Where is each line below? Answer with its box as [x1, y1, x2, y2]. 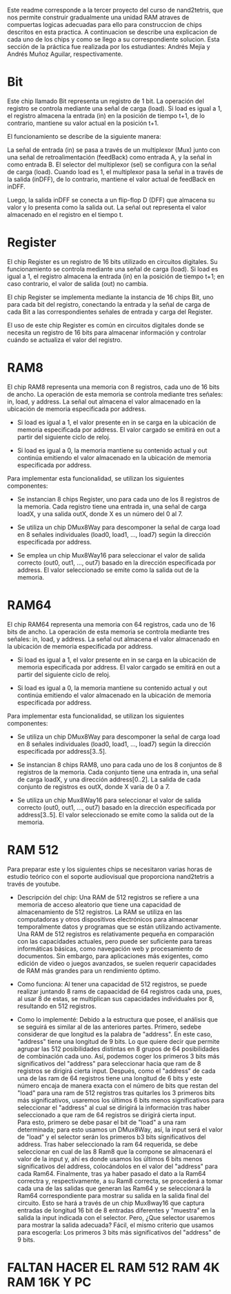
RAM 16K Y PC [7, 1274, 92, 1290]
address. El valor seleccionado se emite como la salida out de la [17, 566, 199, 574]
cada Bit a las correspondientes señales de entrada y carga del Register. [7, 307, 213, 316]
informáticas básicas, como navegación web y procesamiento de [17, 944, 203, 953]
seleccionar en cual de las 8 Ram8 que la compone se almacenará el [17, 1147, 212, 1156]
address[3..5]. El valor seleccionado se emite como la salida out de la [17, 810, 214, 819]
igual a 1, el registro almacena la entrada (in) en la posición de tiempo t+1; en [7, 272, 225, 280]
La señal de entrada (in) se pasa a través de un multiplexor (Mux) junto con [7, 145, 221, 154]
